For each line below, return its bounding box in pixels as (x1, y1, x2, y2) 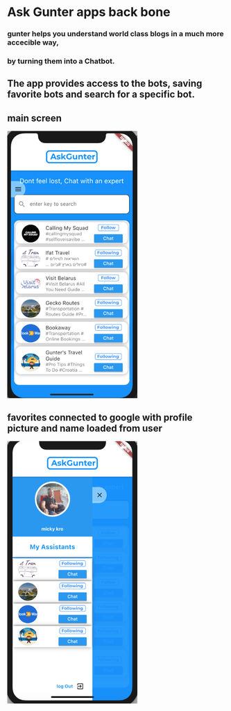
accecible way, (7, 38, 59, 47)
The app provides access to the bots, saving (7, 78, 203, 90)
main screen (7, 112, 62, 124)
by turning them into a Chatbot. (7, 56, 115, 66)
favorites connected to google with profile (7, 411, 193, 424)
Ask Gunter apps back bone (7, 4, 171, 20)
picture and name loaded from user (7, 423, 163, 434)
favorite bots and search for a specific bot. (7, 88, 196, 101)
